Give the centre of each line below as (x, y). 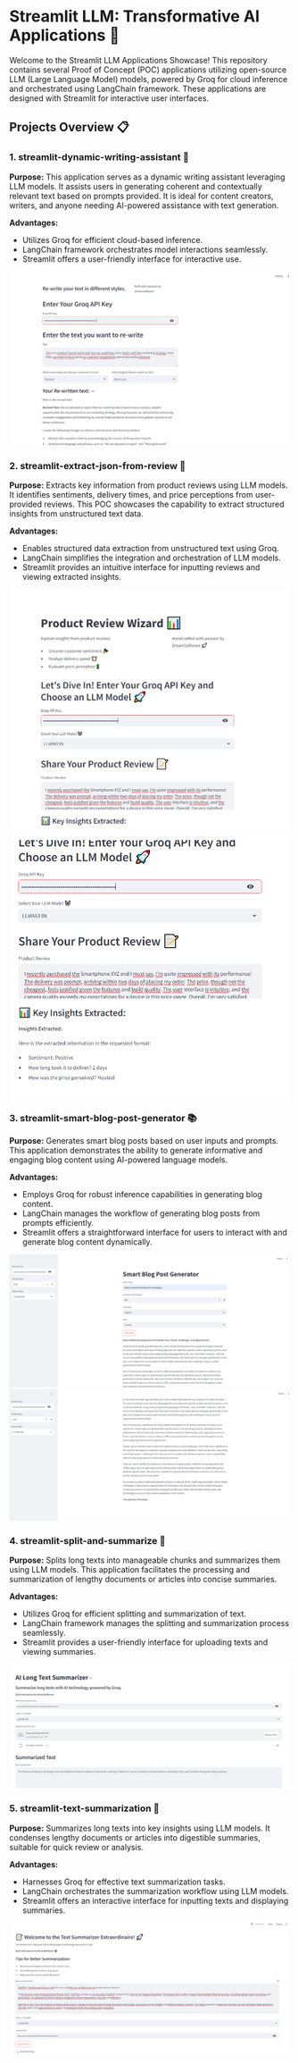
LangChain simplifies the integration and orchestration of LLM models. (151, 558)
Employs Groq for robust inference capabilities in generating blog (142, 1195)
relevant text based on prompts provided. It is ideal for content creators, (141, 196)
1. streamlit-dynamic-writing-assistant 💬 (99, 157)
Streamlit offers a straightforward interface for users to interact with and (155, 1233)
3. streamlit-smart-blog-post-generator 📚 (103, 1118)
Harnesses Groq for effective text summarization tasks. (124, 1882)
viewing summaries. (59, 1652)
